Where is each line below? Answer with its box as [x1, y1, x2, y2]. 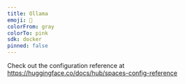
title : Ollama [7, 10, 49, 17]
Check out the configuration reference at [7, 62, 125, 69]
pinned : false [7, 42, 49, 49]
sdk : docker [7, 36, 42, 43]
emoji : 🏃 [7, 17, 33, 24]
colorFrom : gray [7, 23, 54, 30]
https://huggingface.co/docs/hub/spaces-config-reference [7, 69, 178, 77]
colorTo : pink [7, 29, 49, 37]
